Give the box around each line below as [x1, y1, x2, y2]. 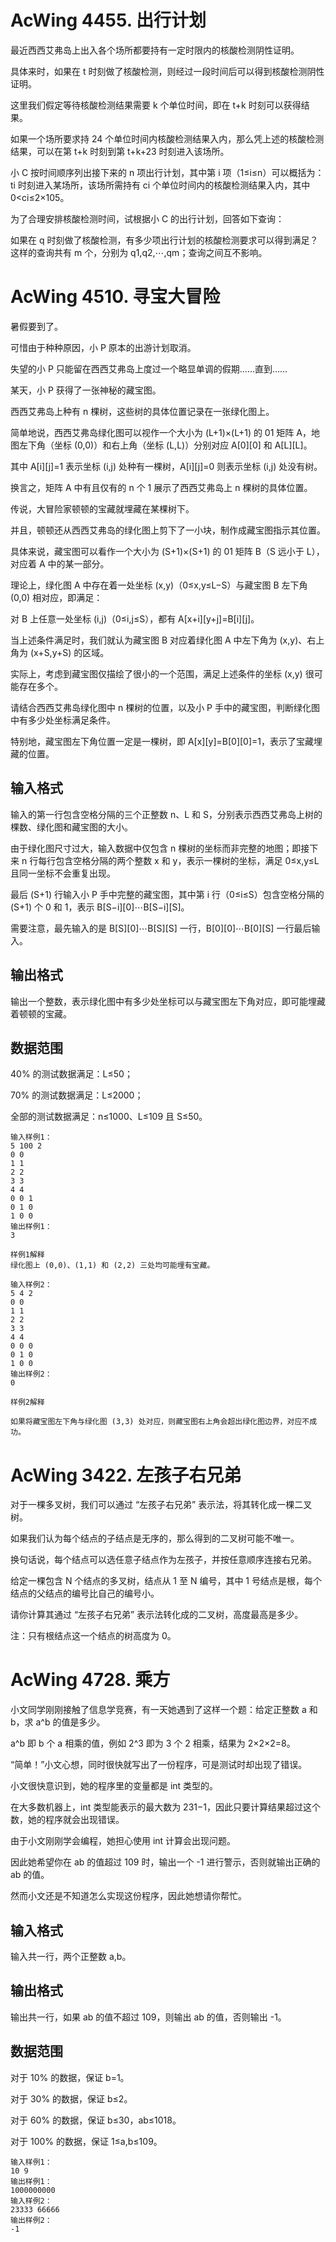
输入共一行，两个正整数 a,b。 [10, 1951, 132, 1962]
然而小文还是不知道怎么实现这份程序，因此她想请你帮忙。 [10, 1890, 247, 1902]
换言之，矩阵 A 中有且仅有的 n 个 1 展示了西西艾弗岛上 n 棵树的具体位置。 [10, 481, 313, 493]
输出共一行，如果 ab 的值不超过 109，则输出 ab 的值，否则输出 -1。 [10, 2011, 287, 2023]
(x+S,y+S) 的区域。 [29, 646, 110, 658]
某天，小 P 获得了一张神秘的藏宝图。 [10, 384, 162, 396]
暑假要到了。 [10, 320, 63, 332]
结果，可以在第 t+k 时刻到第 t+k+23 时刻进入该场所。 [10, 145, 230, 157]
